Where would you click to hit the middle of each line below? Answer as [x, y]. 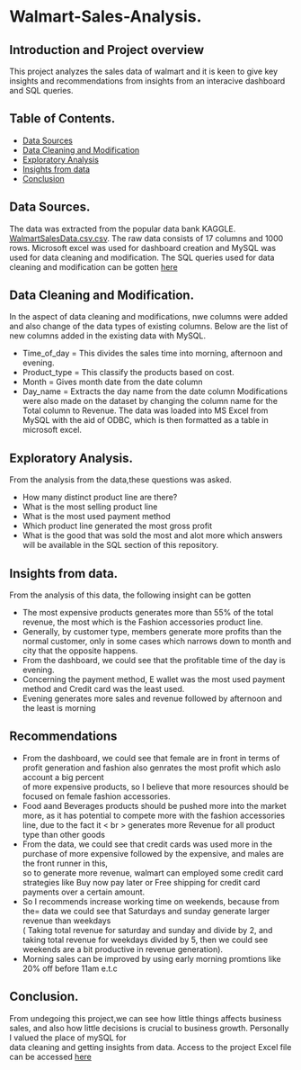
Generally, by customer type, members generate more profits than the [152, 632]
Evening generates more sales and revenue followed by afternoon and [152, 698]
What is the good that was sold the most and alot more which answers [152, 535]
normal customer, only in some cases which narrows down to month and [157, 642]
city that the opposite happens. [80, 651]
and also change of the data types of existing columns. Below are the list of [149, 327]
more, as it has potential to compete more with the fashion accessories [154, 815]
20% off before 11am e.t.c [70, 968]
